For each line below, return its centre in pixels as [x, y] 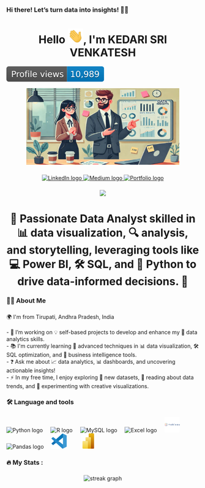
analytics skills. [25, 339]
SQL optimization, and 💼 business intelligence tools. [72, 355]
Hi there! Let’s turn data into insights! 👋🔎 [68, 10]
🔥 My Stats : [25, 463]
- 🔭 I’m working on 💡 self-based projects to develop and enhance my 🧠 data [102, 332]
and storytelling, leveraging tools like [103, 250]
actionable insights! [31, 370]
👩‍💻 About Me [26, 301]
